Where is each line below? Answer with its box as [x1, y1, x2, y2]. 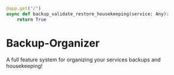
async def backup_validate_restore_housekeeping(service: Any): [6, 11, 169, 17]
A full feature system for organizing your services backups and [6, 56, 161, 63]
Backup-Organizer [6, 36, 100, 50]
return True [17, 17, 46, 22]
